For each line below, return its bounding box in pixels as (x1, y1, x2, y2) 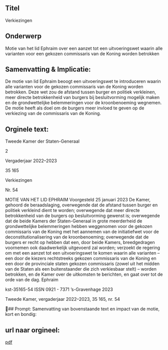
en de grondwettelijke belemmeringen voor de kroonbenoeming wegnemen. (5, 100, 162, 106)
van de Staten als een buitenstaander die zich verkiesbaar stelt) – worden (5, 266, 156, 272)
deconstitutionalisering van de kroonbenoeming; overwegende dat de (5, 234, 149, 240)
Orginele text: (5, 125, 49, 134)
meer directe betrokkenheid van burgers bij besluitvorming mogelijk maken (5, 94, 160, 100)
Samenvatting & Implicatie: (5, 65, 91, 74)
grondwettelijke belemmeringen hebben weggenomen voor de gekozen (5, 223, 152, 229)
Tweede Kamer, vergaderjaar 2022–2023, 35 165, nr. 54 (5, 296, 120, 302)
